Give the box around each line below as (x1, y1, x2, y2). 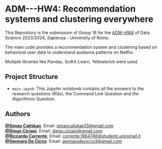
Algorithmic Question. (12, 96, 56, 102)
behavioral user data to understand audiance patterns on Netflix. (5, 49, 134, 55)
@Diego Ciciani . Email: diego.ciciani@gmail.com (5, 128, 103, 134)
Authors (5, 110, 31, 118)
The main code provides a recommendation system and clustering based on (5, 44, 158, 50)
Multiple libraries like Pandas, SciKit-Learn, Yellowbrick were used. (5, 59, 139, 64)
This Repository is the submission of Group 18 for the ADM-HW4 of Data (5, 30, 150, 35)
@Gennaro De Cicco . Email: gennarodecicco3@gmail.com (5, 138, 122, 144)
